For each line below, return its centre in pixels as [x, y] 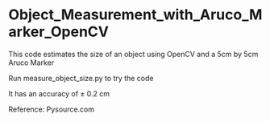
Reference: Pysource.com [52, 109]
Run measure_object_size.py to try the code [81, 78]
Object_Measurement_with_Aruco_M [135, 15]
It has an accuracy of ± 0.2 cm [59, 93]
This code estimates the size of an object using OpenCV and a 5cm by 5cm [133, 54]
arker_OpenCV [58, 32]
